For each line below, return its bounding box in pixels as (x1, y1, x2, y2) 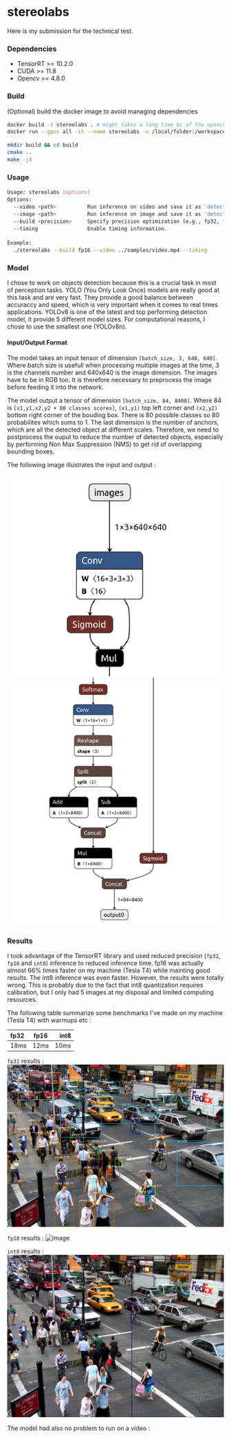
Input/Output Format (7, 338, 67, 346)
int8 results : (7, 1247, 44, 1255)
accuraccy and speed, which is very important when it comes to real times (7, 300, 219, 309)
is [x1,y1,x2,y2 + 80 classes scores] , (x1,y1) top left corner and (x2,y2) (7, 403, 218, 412)
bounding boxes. (7, 447, 55, 456)
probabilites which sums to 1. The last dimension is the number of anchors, (7, 418, 219, 426)
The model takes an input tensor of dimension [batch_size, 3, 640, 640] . (7, 353, 218, 361)
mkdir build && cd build (7, 142, 78, 148)
